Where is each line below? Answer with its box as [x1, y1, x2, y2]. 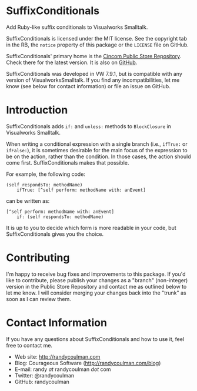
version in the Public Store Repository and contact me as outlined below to [6, 283, 187, 290]
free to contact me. [6, 342, 53, 349]
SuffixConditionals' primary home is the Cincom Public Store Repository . [6, 52, 182, 59]
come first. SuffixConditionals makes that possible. [6, 159, 129, 166]
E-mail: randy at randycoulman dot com [14, 366, 111, 373]
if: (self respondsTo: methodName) [16, 213, 104, 220]
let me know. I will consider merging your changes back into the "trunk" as [6, 289, 186, 296]
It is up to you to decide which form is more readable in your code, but [6, 224, 176, 231]
